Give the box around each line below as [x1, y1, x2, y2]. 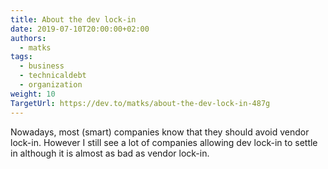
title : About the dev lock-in [10, 14, 137, 25]
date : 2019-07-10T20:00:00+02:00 [10, 24, 150, 34]
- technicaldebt [19, 71, 87, 81]
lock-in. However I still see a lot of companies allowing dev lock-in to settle [10, 136, 318, 148]
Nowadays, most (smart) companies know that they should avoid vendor [10, 126, 310, 138]
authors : [10, 33, 47, 43]
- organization [19, 80, 83, 90]
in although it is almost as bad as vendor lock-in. [10, 147, 210, 159]
